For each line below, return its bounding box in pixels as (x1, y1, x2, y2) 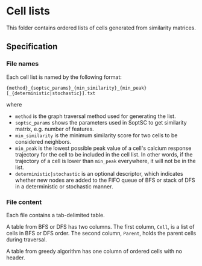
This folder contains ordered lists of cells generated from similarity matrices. (6, 24, 196, 31)
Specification (6, 42, 58, 52)
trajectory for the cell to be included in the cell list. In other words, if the (14, 150, 193, 158)
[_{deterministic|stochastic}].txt (6, 90, 96, 96)
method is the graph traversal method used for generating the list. (14, 113, 176, 120)
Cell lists (6, 4, 50, 18)
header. (6, 254, 25, 261)
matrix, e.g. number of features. (14, 125, 95, 132)
